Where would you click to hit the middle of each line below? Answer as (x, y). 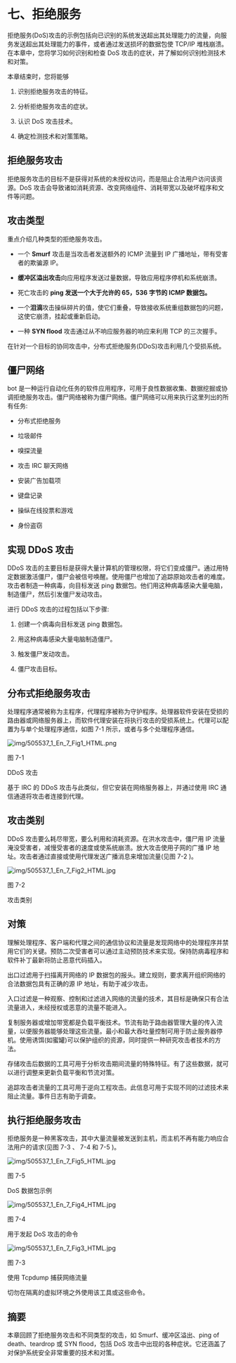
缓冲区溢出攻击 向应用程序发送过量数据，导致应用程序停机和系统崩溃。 (119, 278)
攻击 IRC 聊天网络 (43, 466)
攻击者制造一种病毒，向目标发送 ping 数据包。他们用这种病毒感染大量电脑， (117, 586)
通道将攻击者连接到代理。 (50, 796)
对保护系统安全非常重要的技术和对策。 (63, 1352)
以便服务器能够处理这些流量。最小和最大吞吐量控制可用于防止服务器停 (121, 1031)
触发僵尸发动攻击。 (45, 654)
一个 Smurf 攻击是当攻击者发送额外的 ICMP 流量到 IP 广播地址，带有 (116, 254)
